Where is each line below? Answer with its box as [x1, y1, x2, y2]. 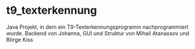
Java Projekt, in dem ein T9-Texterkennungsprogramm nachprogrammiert [6, 23, 189, 30]
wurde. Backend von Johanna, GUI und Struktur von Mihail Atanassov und [6, 29, 190, 36]
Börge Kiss [6, 36, 34, 43]
